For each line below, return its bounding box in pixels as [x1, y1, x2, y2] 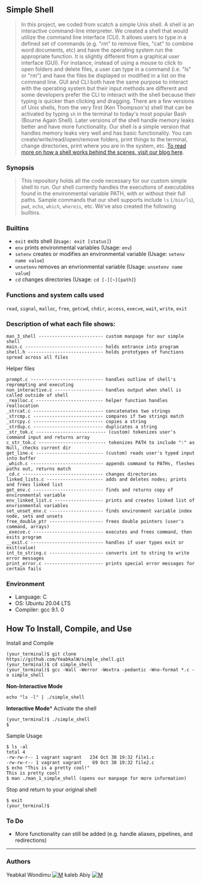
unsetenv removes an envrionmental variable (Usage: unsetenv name [14, 263, 183, 270]
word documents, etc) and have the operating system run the [20, 46, 173, 53]
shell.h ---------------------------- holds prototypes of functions [6, 349, 185, 355]
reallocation [6, 403, 39, 409]
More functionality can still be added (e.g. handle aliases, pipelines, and [14, 831, 193, 838]
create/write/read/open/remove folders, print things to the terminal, [20, 135, 188, 143]
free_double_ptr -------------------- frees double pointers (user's [6, 519, 185, 525]
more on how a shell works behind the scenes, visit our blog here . [20, 148, 185, 156]
